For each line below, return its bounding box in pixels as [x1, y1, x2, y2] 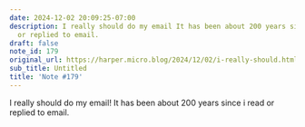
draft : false [9, 38, 59, 48]
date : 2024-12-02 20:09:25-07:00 [9, 13, 136, 23]
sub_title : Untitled [9, 64, 88, 73]
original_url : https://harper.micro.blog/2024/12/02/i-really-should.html [9, 55, 299, 64]
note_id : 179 [9, 47, 59, 56]
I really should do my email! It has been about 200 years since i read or [9, 97, 275, 108]
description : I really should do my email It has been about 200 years [9, 22, 286, 31]
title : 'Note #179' [9, 73, 84, 82]
